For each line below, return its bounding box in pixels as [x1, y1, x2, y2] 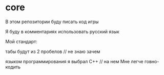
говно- [144, 58, 159, 64]
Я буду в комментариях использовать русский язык [5, 28, 119, 34]
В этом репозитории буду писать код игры [5, 18, 99, 25]
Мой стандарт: [5, 38, 37, 45]
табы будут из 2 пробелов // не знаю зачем [5, 48, 100, 54]
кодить [5, 64, 21, 70]
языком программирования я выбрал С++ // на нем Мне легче [5, 58, 143, 64]
